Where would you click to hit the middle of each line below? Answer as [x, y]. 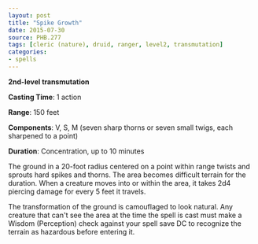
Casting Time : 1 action [45, 97]
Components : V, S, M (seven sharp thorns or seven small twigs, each [121, 128]
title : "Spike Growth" [45, 23]
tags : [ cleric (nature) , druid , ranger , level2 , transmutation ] [116, 45]
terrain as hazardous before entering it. [72, 231]
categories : [28, 52]
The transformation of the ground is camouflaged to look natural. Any [121, 206]
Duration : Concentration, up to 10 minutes [76, 151]
